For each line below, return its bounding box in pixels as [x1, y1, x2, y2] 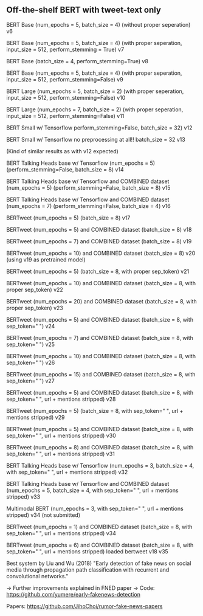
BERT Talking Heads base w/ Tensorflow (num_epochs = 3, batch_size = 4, [6, 462, 194, 469]
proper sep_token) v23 [6, 304, 64, 311]
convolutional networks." [6, 572, 69, 580]
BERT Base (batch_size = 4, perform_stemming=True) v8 [6, 57, 149, 64]
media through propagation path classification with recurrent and [6, 566, 170, 573]
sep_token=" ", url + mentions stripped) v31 [6, 450, 115, 457]
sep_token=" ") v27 [6, 377, 55, 384]
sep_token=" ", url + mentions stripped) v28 [6, 395, 116, 403]
